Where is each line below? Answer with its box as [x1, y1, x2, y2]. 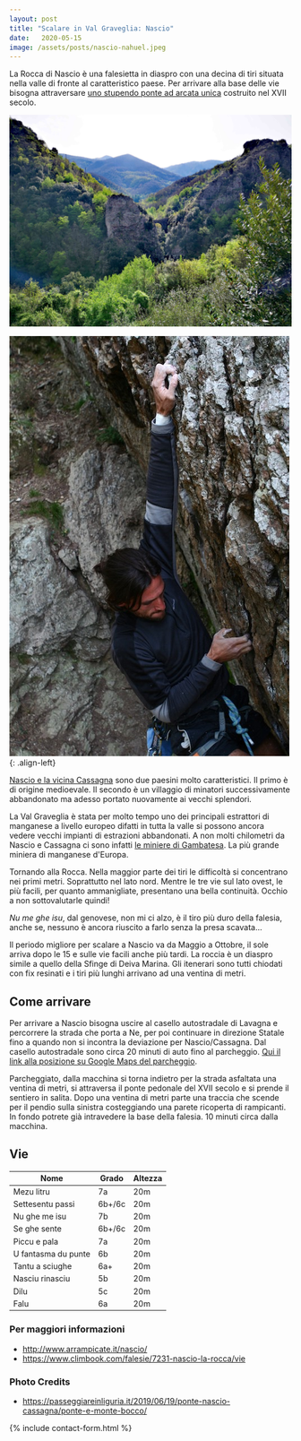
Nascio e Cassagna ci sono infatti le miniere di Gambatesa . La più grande [9, 840, 279, 850]
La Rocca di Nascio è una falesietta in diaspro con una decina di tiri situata [9, 68, 284, 80]
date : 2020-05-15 [9, 33, 82, 42]
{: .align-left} [9, 757, 56, 768]
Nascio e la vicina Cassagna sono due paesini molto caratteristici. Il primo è [9, 775, 288, 786]
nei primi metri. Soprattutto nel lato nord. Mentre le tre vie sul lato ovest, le [9, 876, 284, 887]
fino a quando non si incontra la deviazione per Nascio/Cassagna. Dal [9, 1037, 267, 1048]
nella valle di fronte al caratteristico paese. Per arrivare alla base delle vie [9, 78, 279, 89]
